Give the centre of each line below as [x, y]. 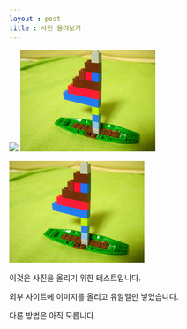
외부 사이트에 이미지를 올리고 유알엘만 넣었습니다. [94, 296]
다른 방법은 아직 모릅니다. [53, 315]
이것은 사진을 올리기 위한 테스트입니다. [75, 278]
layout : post [35, 19]
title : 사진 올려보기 [45, 28]
